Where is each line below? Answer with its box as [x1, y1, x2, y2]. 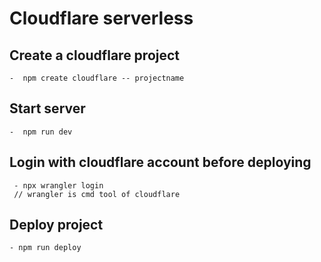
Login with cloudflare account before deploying [9, 154, 312, 171]
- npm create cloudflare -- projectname [9, 73, 185, 83]
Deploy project [9, 217, 104, 234]
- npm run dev [9, 127, 73, 137]
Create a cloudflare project [9, 47, 181, 64]
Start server [9, 100, 86, 117]
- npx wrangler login [13, 180, 104, 191]
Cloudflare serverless [9, 7, 194, 30]
